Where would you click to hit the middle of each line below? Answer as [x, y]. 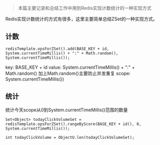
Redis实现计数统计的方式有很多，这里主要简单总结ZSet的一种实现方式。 [82, 19]
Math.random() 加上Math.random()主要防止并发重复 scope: [68, 73]
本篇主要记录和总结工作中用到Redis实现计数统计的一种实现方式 [85, 8]
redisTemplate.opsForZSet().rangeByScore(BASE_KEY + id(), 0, [73, 124]
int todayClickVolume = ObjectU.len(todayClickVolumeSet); [70, 137]
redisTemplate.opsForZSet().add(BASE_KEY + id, [57, 49]
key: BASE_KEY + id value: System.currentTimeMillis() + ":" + [70, 67]
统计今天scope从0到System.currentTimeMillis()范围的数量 [67, 110]
